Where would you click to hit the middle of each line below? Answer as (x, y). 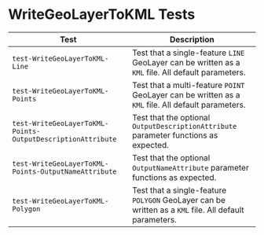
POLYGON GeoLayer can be (179, 200)
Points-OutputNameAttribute (64, 171)
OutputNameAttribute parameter (191, 167)
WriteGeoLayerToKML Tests (102, 15)
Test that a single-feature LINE (189, 53)
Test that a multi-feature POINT (189, 85)
